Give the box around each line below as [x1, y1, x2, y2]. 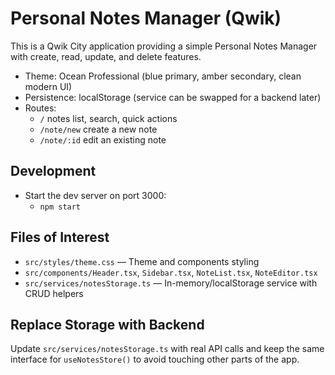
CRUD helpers [24, 287, 84, 299]
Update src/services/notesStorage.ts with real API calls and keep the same [10, 343, 325, 355]
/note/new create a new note [39, 123, 158, 135]
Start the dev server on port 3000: [24, 189, 167, 201]
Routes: [24, 102, 57, 114]
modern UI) [24, 80, 73, 92]
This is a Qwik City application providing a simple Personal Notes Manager [10, 40, 318, 52]
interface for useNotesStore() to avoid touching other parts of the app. [10, 353, 300, 366]
